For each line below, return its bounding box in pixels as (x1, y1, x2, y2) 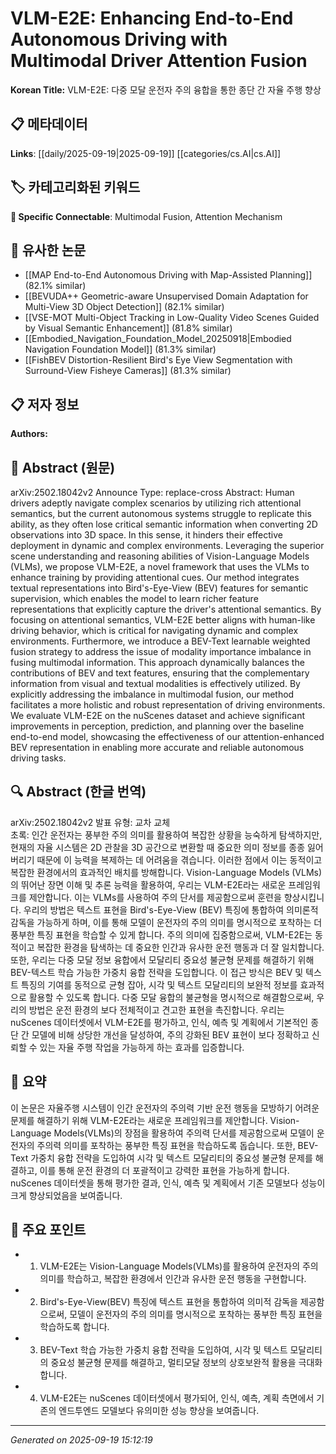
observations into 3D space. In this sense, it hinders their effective (10, 529, 283, 541)
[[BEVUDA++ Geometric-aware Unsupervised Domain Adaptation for (24, 290, 309, 302)
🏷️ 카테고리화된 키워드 (10, 179, 141, 196)
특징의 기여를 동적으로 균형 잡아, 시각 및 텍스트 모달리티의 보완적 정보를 (20, 978, 298, 991)
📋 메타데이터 (10, 116, 88, 133)
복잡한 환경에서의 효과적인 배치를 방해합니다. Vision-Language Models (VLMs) (10, 866, 323, 878)
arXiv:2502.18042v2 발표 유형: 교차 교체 (10, 816, 171, 828)
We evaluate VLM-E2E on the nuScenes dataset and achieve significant (10, 710, 306, 721)
